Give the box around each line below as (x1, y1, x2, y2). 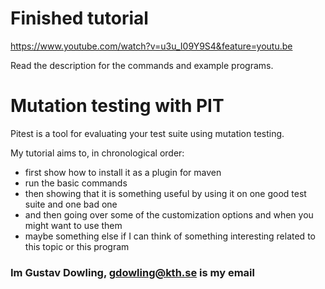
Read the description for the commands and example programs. (10, 59, 274, 71)
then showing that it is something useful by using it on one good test (24, 187, 307, 199)
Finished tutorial (10, 7, 149, 30)
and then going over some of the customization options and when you (24, 208, 314, 221)
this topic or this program (24, 240, 130, 252)
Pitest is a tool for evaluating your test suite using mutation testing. (10, 127, 285, 139)
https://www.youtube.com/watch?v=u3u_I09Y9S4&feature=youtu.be (10, 40, 293, 52)
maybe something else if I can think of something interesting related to (24, 230, 316, 242)
